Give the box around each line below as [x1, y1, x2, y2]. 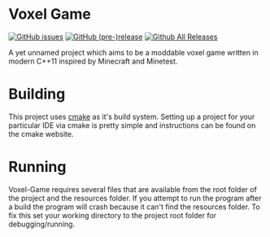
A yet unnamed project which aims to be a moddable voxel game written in [8, 47, 259, 57]
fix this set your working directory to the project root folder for [8, 210, 217, 220]
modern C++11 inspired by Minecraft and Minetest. [8, 56, 178, 66]
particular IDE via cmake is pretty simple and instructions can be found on [8, 120, 256, 130]
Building [8, 85, 66, 103]
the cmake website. [8, 129, 74, 138]
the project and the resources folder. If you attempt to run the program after [8, 193, 262, 203]
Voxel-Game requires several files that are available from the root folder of [8, 184, 258, 194]
